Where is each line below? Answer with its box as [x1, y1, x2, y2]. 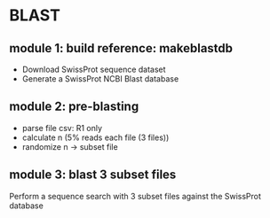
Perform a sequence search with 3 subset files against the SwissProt [9, 191, 262, 201]
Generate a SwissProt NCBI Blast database [21, 74, 179, 84]
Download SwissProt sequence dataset [21, 64, 166, 74]
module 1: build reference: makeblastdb [9, 41, 234, 56]
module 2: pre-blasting [9, 99, 139, 114]
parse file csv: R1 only [21, 122, 103, 133]
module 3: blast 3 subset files [9, 167, 177, 183]
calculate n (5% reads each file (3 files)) [21, 132, 170, 143]
